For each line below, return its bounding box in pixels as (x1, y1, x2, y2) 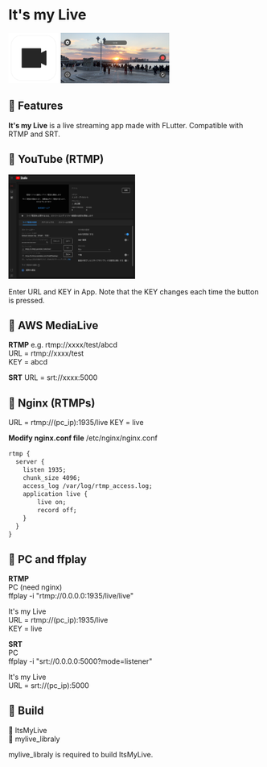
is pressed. (8, 295, 46, 305)
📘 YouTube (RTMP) (8, 152, 105, 166)
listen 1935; (23, 466, 67, 474)
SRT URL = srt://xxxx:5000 (8, 373, 98, 382)
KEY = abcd (8, 357, 48, 367)
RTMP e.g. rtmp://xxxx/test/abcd (8, 340, 118, 350)
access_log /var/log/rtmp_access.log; (23, 482, 153, 490)
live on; (37, 498, 67, 506)
